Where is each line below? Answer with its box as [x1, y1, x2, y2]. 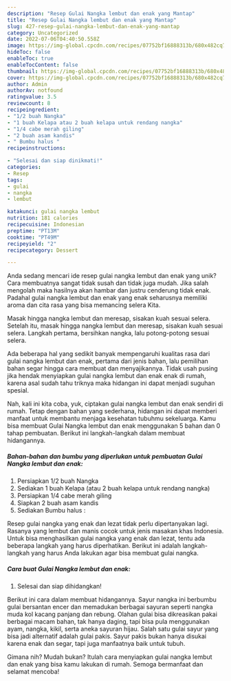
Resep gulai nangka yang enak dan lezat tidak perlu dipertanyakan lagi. [7, 520, 209, 528]
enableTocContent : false [7, 61, 78, 68]
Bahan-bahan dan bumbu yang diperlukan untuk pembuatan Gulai [7, 452, 203, 460]
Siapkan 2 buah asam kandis [16, 499, 99, 507]
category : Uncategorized [7, 29, 78, 37]
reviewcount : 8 [7, 100, 51, 107]
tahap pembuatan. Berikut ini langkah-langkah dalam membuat [7, 429, 186, 437]
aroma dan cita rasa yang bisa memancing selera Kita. [7, 301, 161, 309]
